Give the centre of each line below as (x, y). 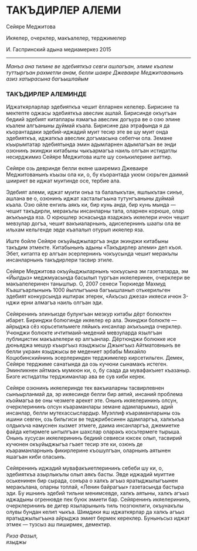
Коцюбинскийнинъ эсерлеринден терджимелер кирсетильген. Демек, (95, 358)
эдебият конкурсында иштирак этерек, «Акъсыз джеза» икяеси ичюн (94, 296)
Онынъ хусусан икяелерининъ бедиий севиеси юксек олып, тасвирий (94, 438)
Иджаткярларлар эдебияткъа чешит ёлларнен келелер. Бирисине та (93, 107)
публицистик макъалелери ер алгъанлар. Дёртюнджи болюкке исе (91, 339)
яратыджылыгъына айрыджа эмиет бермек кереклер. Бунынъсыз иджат (98, 518)
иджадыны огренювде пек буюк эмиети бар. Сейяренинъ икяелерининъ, (98, 499)
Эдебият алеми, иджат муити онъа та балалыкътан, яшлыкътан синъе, (95, 192)
